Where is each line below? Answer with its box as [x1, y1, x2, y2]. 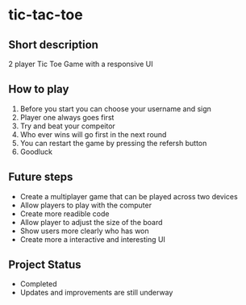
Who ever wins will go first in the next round [19, 129, 167, 139]
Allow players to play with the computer [19, 200, 152, 210]
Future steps [8, 170, 73, 184]
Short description [8, 38, 99, 52]
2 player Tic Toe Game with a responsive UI [8, 59, 153, 69]
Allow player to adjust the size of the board [19, 217, 163, 227]
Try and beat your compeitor [19, 121, 115, 131]
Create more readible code [19, 208, 110, 219]
